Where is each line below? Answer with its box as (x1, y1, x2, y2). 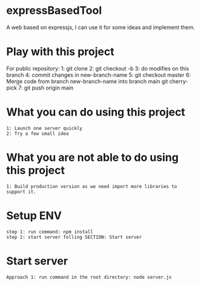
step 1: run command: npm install (6, 229, 94, 235)
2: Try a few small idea (6, 131, 69, 137)
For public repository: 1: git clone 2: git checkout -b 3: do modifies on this (6, 65, 189, 72)
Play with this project (6, 45, 114, 59)
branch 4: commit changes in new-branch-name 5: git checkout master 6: (6, 71, 191, 79)
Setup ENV (6, 209, 62, 223)
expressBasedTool (6, 4, 102, 18)
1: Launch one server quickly (6, 125, 83, 131)
